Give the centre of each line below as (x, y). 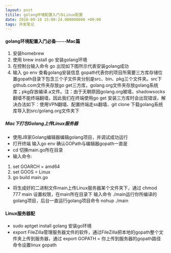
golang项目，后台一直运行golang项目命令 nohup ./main (70, 201)
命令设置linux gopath (35, 245)
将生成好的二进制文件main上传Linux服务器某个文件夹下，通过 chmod (85, 188)
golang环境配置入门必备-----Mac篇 (43, 41)
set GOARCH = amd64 (36, 167)
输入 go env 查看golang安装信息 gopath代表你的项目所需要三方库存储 (85, 72)
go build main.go (30, 178)
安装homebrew (28, 54)
